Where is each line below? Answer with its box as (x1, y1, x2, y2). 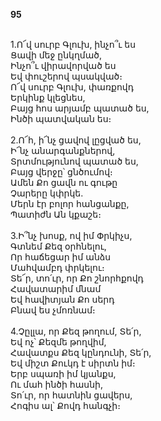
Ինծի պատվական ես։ (10, 113, 112, 124)
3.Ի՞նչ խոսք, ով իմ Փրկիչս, (10, 230, 133, 241)
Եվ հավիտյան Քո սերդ (10, 294, 115, 305)
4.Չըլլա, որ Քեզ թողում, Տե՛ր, (10, 325, 142, 337)
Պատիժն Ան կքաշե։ (10, 209, 102, 220)
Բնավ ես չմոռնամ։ (10, 304, 96, 316)
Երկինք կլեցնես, (10, 92, 86, 103)
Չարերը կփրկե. (10, 187, 84, 199)
